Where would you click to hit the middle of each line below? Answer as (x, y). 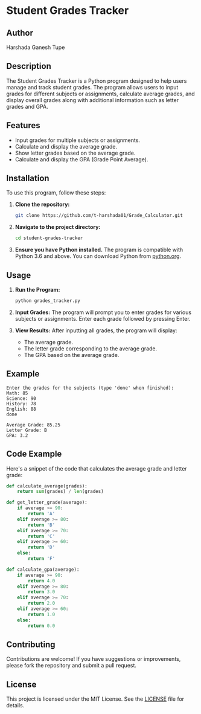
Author (20, 33)
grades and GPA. (27, 106)
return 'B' (42, 525)
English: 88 (21, 409)
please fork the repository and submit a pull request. (72, 666)
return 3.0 (42, 592)
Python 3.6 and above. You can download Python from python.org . (98, 256)
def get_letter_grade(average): (47, 503)
